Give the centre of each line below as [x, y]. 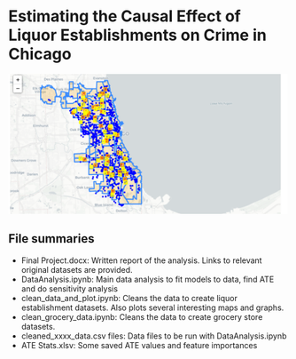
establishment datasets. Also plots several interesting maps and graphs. [152, 307]
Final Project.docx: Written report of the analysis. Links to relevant [141, 260]
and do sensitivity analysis [70, 288]
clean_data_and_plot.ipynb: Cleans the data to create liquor [129, 298]
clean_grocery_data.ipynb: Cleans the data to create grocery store [142, 316]
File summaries [51, 239]
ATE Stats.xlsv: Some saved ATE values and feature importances [139, 345]
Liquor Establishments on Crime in [137, 35]
